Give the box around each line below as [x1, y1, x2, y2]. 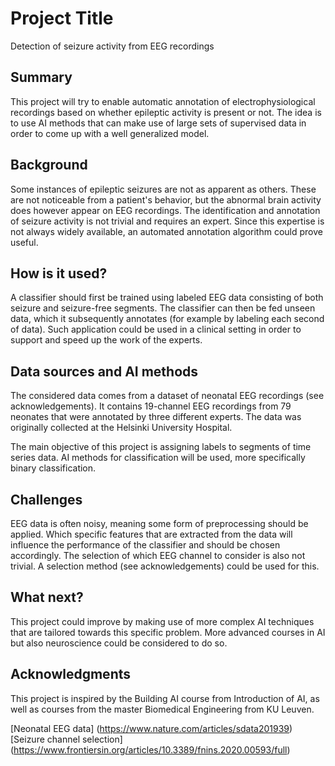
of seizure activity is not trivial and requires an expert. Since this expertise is [10, 215, 325, 227]
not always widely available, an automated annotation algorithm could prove [10, 225, 323, 237]
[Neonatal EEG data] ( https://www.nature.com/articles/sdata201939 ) [10, 722, 293, 734]
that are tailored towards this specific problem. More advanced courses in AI [10, 626, 326, 638]
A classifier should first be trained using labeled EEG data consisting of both [10, 292, 324, 304]
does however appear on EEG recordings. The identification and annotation [10, 204, 321, 216]
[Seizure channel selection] [10, 733, 123, 745]
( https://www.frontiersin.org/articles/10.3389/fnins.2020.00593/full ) [10, 743, 291, 756]
